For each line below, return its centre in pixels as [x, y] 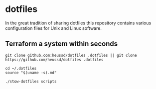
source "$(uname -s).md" [31, 73]
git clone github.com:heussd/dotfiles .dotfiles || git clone [71, 55]
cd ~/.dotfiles [21, 68]
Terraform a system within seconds [62, 44]
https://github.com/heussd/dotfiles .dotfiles [54, 60]
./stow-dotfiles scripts [31, 81]
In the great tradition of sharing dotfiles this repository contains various [78, 23]
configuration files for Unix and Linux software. [54, 28]
